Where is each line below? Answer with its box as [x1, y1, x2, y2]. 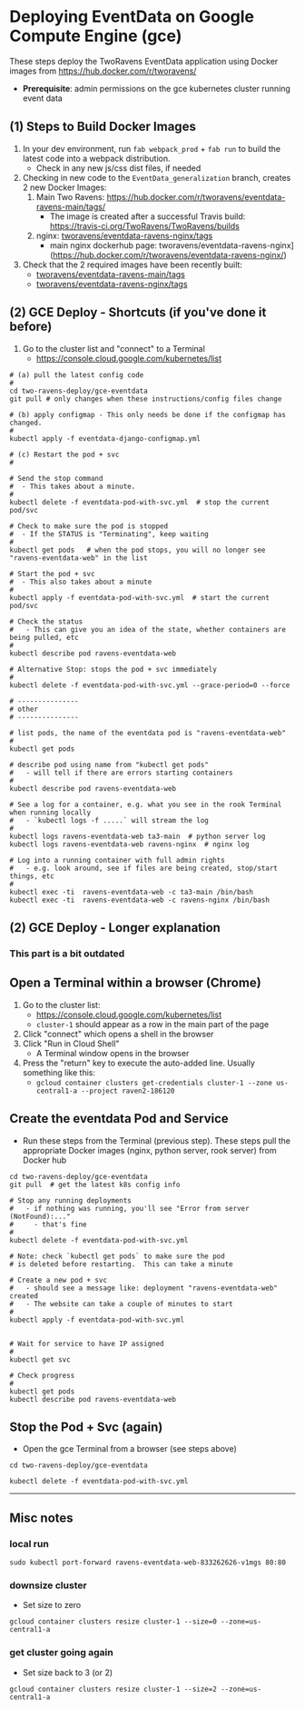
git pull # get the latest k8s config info [9, 1180, 181, 1189]
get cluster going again [9, 1646, 113, 1659]
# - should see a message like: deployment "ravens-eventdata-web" [9, 1284, 279, 1293]
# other [9, 705, 39, 714]
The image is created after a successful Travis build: [49, 211, 246, 222]
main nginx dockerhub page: [49, 239, 157, 251]
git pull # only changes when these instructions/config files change [9, 394, 282, 404]
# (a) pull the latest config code [9, 370, 144, 379]
